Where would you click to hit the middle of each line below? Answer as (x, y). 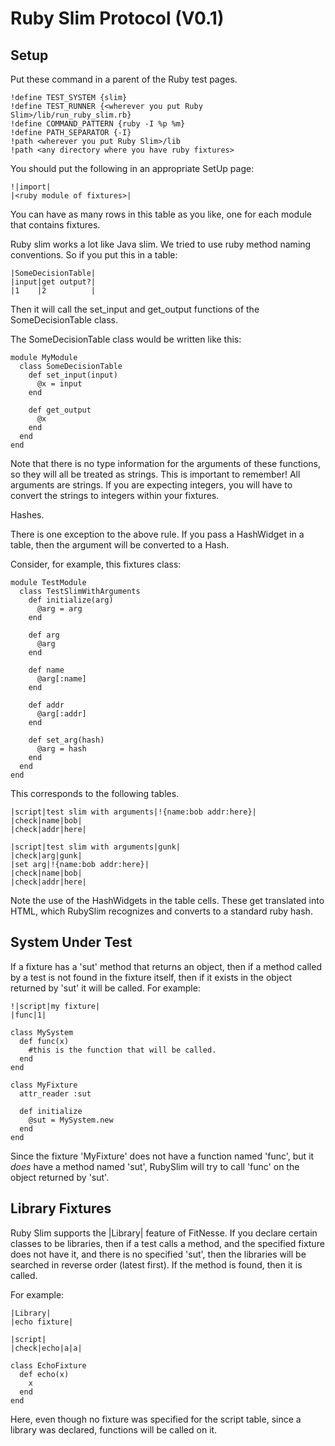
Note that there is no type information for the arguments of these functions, (165, 463)
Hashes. (27, 515)
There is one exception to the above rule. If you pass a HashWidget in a (157, 534)
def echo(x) (44, 1374)
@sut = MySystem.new (71, 1120)
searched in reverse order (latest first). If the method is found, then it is (156, 1264)
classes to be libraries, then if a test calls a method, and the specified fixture (167, 1243)
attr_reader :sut (55, 1093)
